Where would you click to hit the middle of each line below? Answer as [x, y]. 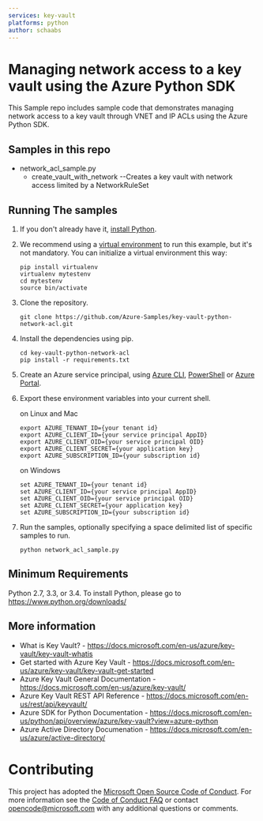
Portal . [30, 383]
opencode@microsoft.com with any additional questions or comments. [123, 808]
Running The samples [63, 210]
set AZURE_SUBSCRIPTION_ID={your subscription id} [105, 512]
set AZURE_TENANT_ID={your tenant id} [83, 485]
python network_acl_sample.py [70, 549]
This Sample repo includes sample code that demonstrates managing [121, 108]
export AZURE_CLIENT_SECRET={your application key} [106, 448]
